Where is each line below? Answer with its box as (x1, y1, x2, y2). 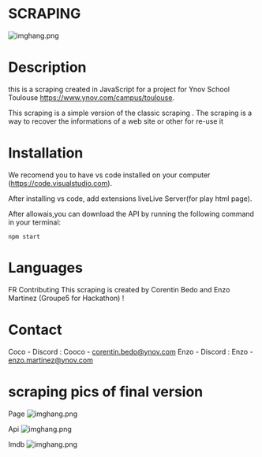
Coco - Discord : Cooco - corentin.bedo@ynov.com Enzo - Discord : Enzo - (8, 347, 254, 356)
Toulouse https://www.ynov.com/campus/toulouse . (8, 92, 175, 102)
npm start (8, 232, 41, 240)
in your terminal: (8, 217, 62, 227)
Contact (8, 321, 62, 339)
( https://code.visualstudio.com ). (8, 178, 113, 188)
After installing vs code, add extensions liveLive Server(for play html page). (8, 194, 253, 203)
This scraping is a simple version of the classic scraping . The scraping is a (8, 108, 253, 117)
